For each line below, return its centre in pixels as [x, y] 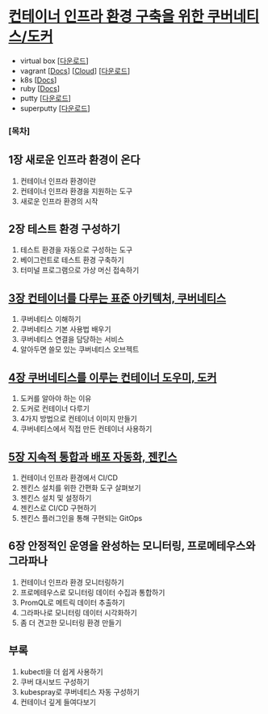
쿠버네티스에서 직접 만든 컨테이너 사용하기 [86, 429]
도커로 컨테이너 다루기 [55, 408]
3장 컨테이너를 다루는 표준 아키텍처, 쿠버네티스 [117, 298]
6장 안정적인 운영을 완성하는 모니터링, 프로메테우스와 [132, 546]
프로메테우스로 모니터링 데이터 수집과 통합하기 [92, 592]
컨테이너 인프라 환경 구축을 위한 [106, 17]
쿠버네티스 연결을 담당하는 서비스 [72, 340]
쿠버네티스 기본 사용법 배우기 [65, 329]
